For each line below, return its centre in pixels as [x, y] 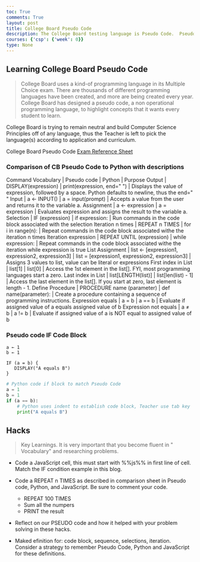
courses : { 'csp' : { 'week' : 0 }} [45, 39]
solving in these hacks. [43, 529]
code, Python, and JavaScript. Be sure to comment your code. [91, 487]
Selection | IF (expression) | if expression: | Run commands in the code [93, 218]
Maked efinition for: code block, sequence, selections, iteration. [93, 541]
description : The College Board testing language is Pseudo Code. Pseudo [101, 34]
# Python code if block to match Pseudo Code [63, 384]
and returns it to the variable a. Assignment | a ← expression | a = [86, 205]
